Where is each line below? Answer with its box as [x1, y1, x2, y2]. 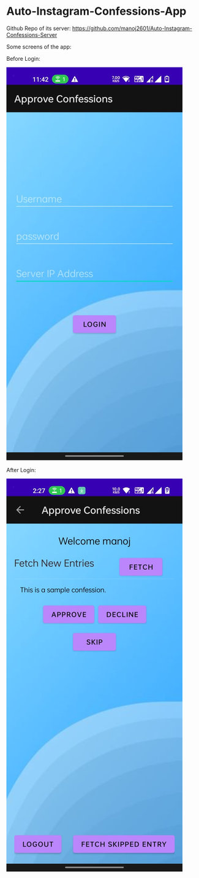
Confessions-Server [6, 31, 58, 38]
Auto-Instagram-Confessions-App [6, 4, 187, 18]
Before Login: [6, 55, 41, 62]
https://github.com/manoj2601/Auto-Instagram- [72, 25, 193, 32]
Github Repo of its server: [6, 25, 72, 32]
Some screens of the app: [6, 43, 72, 50]
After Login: [6, 466, 36, 473]
